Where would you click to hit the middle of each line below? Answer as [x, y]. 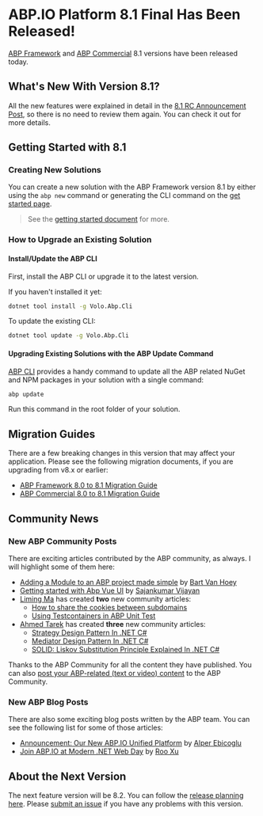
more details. [30, 122]
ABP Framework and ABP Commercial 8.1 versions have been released [123, 53]
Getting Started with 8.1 [67, 148]
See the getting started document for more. [99, 219]
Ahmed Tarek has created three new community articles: [112, 624]
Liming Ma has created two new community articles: [105, 598]
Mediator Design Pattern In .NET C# [90, 641]
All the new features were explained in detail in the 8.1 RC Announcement [128, 105]
